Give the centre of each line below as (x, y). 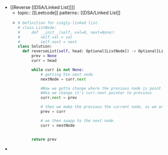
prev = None (44, 56)
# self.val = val (45, 37)
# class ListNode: (37, 27)
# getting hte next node (66, 74)
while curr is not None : (58, 70)
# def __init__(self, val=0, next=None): (66, 32)
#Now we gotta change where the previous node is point (101, 88)
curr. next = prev (59, 98)
